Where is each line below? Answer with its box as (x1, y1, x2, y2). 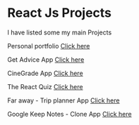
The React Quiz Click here (7, 82, 83, 91)
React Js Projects (7, 5, 111, 21)
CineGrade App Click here (7, 69, 83, 77)
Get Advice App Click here (7, 55, 85, 64)
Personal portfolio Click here (7, 41, 90, 50)
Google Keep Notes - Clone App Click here (7, 110, 132, 118)
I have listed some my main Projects (7, 28, 112, 37)
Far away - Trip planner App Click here (7, 96, 120, 105)
